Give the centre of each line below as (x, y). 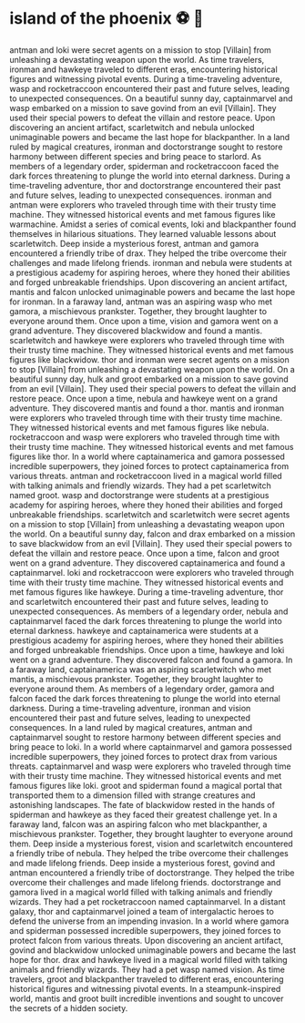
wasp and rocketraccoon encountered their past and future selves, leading (149, 88)
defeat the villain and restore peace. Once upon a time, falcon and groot (144, 553)
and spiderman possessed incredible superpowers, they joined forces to (145, 930)
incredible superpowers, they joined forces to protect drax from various (143, 756)
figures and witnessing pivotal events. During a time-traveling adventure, (146, 78)
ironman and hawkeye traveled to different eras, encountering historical (143, 69)
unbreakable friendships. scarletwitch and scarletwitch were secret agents (150, 514)
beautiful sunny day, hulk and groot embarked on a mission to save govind (149, 379)
